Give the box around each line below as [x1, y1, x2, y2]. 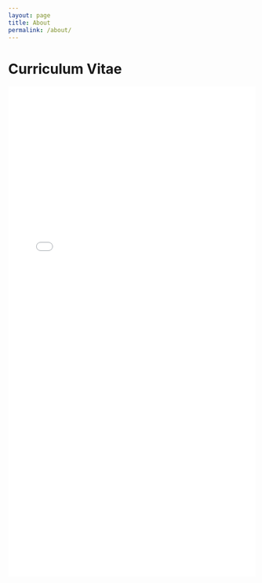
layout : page [8, 11, 51, 20]
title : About [8, 19, 51, 27]
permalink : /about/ [8, 26, 72, 34]
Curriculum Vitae [8, 60, 122, 78]
